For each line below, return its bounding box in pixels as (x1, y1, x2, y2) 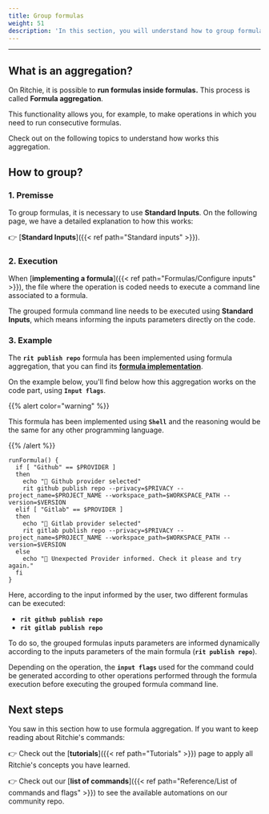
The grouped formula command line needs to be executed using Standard (8, 306, 254, 316)
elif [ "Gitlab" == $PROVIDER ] (15, 505, 124, 514)
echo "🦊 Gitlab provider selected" (22, 520, 142, 528)
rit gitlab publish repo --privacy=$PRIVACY (22, 527, 174, 535)
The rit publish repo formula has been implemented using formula (8, 353, 232, 362)
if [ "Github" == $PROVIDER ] (15, 464, 116, 472)
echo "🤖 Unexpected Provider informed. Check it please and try (22, 555, 242, 563)
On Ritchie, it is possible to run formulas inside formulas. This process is (8, 85, 251, 95)
